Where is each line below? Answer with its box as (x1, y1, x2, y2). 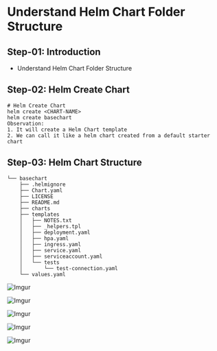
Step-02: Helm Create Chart (7, 84, 130, 96)
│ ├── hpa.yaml (19, 234, 69, 242)
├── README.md (19, 199, 60, 206)
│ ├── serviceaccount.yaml (19, 253, 103, 260)
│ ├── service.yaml (19, 247, 81, 254)
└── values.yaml (19, 271, 67, 278)
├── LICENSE (19, 193, 54, 199)
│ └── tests (19, 258, 60, 266)
